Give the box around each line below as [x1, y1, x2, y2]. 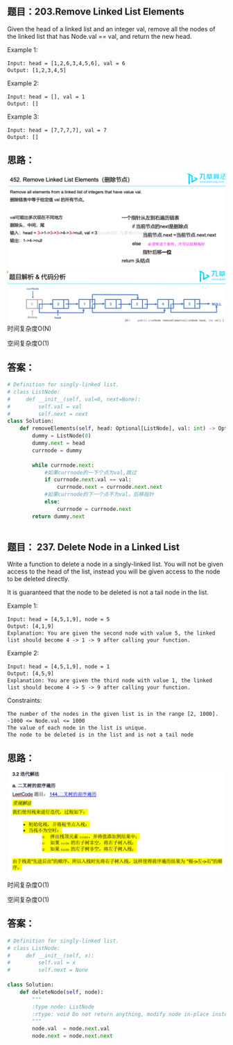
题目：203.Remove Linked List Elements [7, 6, 184, 18]
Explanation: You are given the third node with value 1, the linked [7, 677, 213, 685]
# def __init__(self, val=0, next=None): [7, 396, 141, 403]
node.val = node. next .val [32, 1026, 110, 1033]
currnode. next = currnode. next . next [56, 484, 163, 491]
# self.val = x [7, 960, 76, 967]
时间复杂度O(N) [7, 324, 52, 333]
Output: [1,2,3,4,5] [7, 67, 67, 74]
